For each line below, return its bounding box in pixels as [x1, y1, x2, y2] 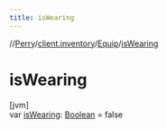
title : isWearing [9, 13, 75, 23]
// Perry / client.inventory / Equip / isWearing [9, 38, 159, 49]
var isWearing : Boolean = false [9, 109, 124, 120]
